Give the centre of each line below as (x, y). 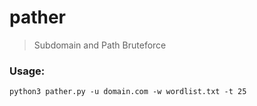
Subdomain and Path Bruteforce (100, 45)
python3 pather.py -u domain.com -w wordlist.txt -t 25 (128, 92)
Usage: (27, 71)
